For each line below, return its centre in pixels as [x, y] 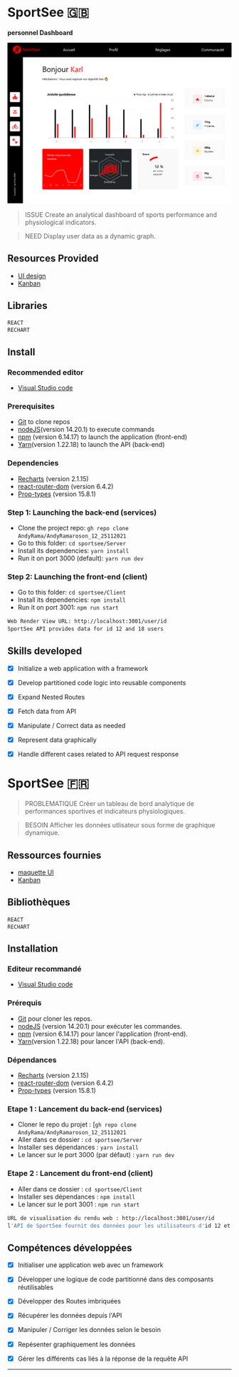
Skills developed [45, 651]
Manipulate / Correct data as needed [71, 726]
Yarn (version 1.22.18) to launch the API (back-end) [91, 445]
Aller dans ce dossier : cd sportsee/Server [80, 1140]
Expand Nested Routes [51, 697]
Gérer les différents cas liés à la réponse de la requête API [103, 1358]
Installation [33, 949]
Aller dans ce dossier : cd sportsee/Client [80, 1189]
